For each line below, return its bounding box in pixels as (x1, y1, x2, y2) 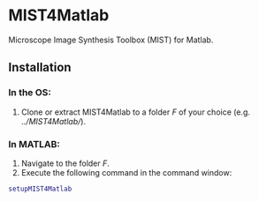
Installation (8, 60, 72, 75)
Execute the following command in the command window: (20, 167, 232, 177)
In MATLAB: (8, 138, 61, 150)
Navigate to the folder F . (20, 158, 110, 168)
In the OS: (8, 86, 52, 99)
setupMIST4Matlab (8, 184, 72, 193)
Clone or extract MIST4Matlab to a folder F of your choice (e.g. (20, 107, 251, 117)
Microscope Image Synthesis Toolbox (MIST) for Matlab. (8, 34, 214, 45)
